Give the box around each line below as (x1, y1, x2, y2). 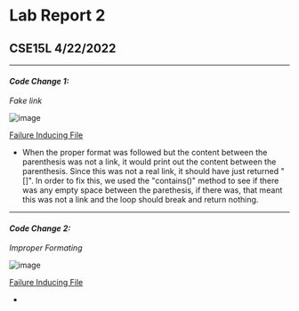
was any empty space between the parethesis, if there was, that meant (21, 185, 283, 195)
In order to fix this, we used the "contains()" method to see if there (35, 175, 279, 187)
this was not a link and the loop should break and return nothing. (21, 195, 259, 205)
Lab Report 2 (9, 5, 106, 26)
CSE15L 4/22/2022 (9, 41, 117, 56)
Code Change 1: (9, 76, 69, 86)
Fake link (9, 95, 43, 107)
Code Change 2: (9, 223, 71, 234)
